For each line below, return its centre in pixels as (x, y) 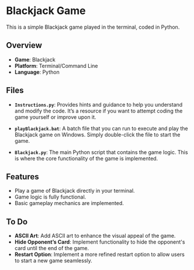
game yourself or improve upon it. (55, 117)
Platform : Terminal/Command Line (56, 66)
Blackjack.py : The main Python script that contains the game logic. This (101, 152)
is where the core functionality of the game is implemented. (86, 158)
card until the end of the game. (52, 248)
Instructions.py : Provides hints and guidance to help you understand (98, 104)
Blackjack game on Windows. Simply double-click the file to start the (97, 134)
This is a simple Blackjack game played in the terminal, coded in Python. (93, 27)
